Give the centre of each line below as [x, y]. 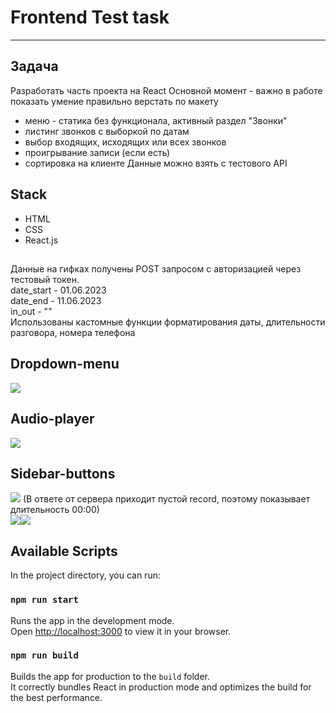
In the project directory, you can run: [85, 575]
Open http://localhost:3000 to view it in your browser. [121, 631]
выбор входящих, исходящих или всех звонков [125, 142]
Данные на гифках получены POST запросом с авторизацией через [156, 268]
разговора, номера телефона [73, 332]
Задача [34, 66]
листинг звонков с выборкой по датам [107, 131]
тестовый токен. [45, 279]
